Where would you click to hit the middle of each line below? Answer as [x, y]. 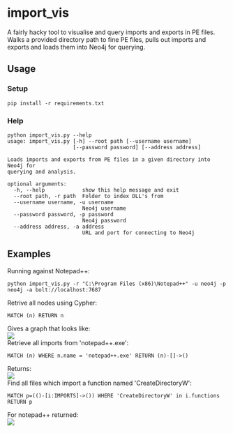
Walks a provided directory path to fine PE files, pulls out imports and [107, 39]
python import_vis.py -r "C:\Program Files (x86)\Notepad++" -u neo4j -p [117, 284]
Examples [29, 254]
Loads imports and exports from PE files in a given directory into [109, 159]
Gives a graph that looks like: [49, 328]
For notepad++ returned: [43, 415]
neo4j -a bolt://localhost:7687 [54, 290]
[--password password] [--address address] [137, 147]
